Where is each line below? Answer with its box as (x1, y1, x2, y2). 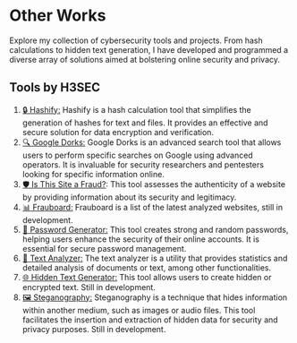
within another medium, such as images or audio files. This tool (21, 304, 256, 315)
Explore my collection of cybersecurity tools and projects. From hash (9, 35, 264, 46)
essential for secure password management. (21, 243, 187, 253)
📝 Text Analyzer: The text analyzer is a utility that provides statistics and (21, 253, 288, 263)
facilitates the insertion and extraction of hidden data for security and (21, 314, 279, 325)
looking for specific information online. (21, 168, 165, 179)
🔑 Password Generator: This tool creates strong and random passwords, (21, 224, 289, 235)
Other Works (9, 5, 106, 26)
